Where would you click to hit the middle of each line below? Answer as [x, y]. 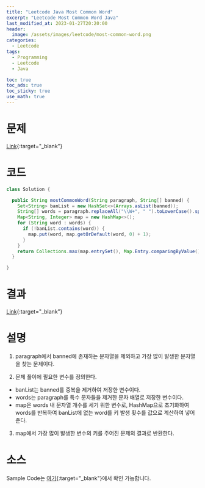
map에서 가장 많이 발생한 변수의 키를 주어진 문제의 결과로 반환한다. [95, 433]
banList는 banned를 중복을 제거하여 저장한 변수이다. [78, 390]
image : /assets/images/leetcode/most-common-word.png [81, 35]
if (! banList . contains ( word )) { [63, 229]
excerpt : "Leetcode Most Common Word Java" [63, 18]
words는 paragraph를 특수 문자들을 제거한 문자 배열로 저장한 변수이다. [99, 397]
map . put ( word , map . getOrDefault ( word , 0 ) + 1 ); [90, 234]
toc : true [19, 80]
